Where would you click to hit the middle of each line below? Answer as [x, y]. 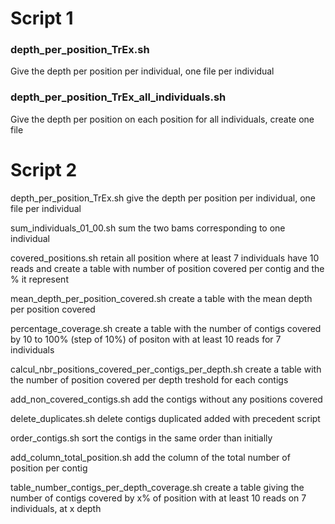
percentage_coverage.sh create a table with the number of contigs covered [166, 328]
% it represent [39, 279]
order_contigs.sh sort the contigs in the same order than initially [141, 438]
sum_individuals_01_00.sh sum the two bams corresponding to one [148, 228]
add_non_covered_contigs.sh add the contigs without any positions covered [166, 399]
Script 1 [42, 18]
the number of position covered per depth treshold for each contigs [149, 379]
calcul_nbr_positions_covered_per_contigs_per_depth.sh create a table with [166, 369]
